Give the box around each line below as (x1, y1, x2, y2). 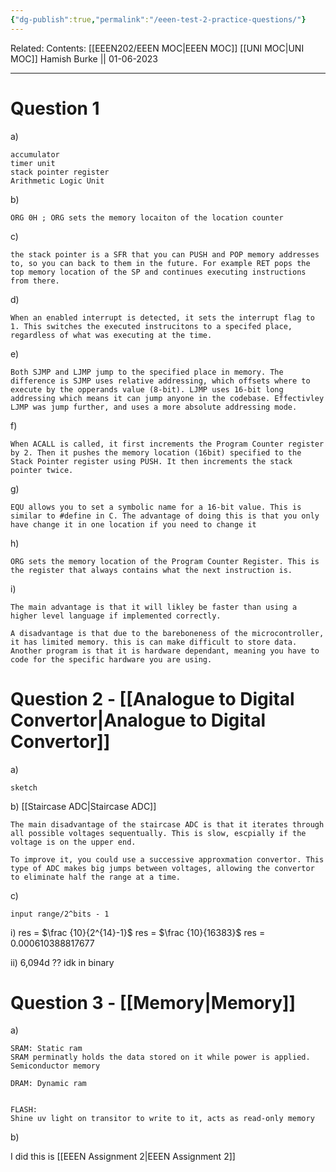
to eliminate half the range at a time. (10, 872, 182, 882)
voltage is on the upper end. (10, 837, 137, 847)
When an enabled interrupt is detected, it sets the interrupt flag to (10, 312, 315, 323)
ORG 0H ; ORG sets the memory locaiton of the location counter (10, 212, 284, 223)
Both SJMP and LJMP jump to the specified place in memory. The (10, 367, 284, 377)
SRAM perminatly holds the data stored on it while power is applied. (10, 1052, 311, 1063)
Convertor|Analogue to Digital (10, 709, 267, 731)
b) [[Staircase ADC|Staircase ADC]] (10, 800, 157, 812)
